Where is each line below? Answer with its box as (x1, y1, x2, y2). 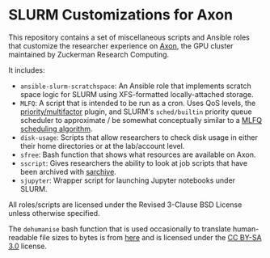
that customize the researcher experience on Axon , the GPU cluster (8, 40, 234, 50)
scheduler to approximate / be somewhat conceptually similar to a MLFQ (19, 115, 263, 125)
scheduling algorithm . (19, 124, 93, 133)
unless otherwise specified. (8, 208, 100, 218)
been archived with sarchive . (19, 167, 117, 176)
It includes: (8, 65, 45, 74)
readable (8, 232, 38, 242)
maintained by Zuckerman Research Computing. (8, 49, 170, 59)
